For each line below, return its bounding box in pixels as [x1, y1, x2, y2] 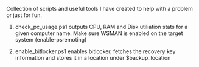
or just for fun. [6, 11, 43, 19]
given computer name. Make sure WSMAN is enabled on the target [15, 30, 184, 37]
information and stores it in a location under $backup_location [15, 54, 171, 61]
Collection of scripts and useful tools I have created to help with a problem [6, 5, 193, 12]
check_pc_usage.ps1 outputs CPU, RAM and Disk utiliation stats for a [15, 24, 188, 30]
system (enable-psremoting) [15, 36, 87, 43]
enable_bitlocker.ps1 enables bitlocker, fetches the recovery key [15, 48, 176, 55]
